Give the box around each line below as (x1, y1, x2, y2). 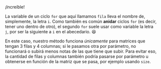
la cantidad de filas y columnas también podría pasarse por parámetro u (5, 54, 149, 59)
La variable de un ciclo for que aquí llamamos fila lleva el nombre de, (5, 14, 146, 19)
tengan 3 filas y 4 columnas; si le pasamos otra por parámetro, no (5, 43, 136, 49)
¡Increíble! (5, 4, 25, 10)
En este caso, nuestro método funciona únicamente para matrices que (5, 38, 146, 44)
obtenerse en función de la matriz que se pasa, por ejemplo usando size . (5, 59, 151, 64)
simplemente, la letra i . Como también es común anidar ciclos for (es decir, (5, 19, 157, 24)
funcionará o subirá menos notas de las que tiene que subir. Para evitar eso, (5, 48, 157, 54)
